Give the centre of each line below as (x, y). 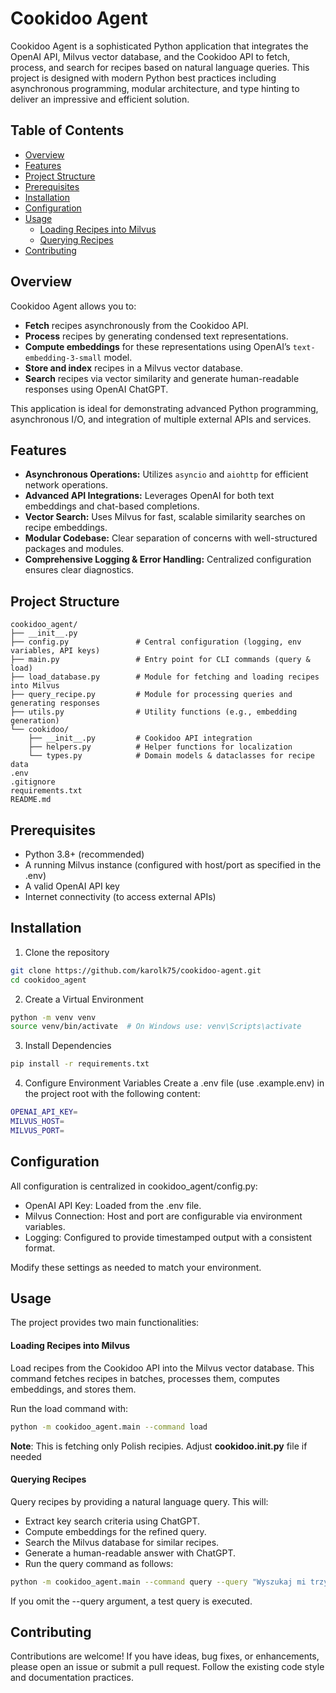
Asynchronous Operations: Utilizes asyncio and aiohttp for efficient (166, 474)
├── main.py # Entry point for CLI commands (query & (160, 660)
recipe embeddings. (66, 528)
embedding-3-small (63, 358)
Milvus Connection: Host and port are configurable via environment (163, 1216)
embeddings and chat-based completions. (112, 506)
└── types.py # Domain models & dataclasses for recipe (171, 756)
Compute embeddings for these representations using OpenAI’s (157, 346)
